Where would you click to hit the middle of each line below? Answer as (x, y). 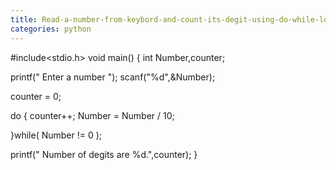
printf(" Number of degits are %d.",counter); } (104, 154)
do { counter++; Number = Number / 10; (92, 115)
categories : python (51, 29)
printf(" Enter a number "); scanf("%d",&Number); (113, 77)
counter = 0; (36, 96)
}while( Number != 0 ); (56, 135)
